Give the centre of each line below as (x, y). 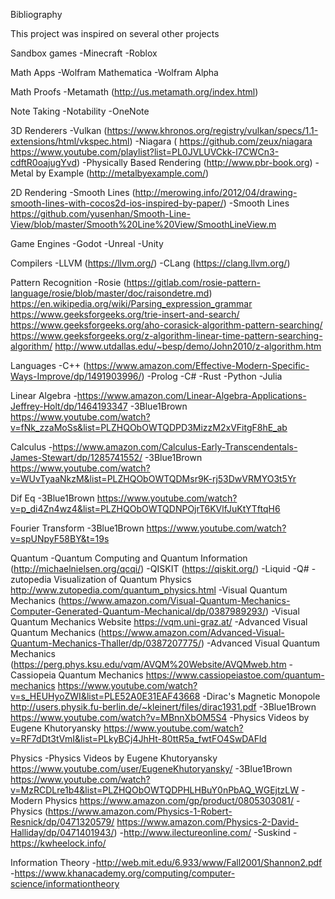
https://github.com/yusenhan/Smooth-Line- (100, 213)
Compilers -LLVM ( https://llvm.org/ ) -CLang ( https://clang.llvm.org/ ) (150, 263)
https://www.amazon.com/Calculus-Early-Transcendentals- (175, 447)
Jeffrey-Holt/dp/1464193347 (69, 406)
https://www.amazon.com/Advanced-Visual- (193, 632)
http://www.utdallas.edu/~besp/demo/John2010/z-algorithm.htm (188, 346)
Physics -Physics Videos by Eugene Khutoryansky (114, 758)
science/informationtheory (65, 883)
